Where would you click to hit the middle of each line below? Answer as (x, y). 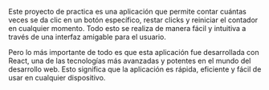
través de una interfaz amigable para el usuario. (88, 37)
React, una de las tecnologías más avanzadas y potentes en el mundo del (130, 61)
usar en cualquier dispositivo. (57, 78)
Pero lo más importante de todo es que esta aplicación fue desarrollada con (134, 52)
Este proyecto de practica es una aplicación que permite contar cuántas (127, 12)
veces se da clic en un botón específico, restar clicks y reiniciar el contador (133, 20)
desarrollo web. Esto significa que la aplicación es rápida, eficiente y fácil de (135, 69)
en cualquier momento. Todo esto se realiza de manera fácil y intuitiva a (127, 28)
